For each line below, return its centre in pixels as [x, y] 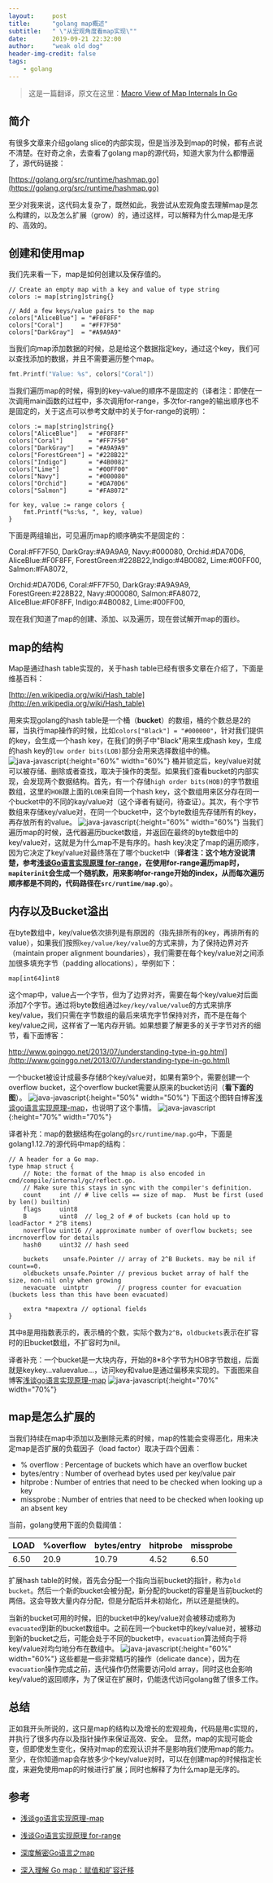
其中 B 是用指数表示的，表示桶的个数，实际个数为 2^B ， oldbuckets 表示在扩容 [134, 1332]
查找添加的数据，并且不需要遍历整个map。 [87, 359]
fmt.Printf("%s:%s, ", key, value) [83, 513]
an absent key [43, 1507]
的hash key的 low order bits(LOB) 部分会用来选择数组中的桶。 [111, 751]
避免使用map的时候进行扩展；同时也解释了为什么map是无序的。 [137, 1769]
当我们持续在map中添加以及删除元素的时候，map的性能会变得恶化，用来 [130, 1438]
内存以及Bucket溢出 [59, 911]
